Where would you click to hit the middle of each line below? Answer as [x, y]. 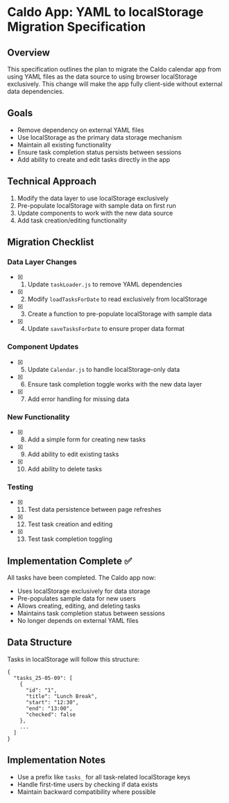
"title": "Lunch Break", [61, 696]
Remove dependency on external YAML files [80, 130]
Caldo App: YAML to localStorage [105, 12]
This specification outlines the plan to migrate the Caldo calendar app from [114, 69]
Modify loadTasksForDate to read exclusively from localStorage [117, 299]
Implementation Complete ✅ [70, 561]
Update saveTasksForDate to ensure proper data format [106, 329]
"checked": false [51, 714]
